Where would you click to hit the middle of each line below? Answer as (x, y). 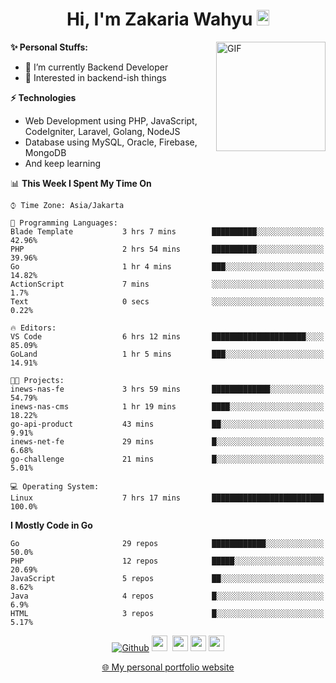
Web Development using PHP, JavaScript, (111, 120)
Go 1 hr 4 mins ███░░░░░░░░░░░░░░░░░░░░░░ (167, 266)
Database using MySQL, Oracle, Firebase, (111, 142)
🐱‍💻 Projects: (37, 380)
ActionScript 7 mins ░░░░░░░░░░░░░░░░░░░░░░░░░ (167, 284)
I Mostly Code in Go (51, 525)
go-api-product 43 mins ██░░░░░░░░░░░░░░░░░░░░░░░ (167, 424)
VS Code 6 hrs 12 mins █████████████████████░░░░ (167, 336)
